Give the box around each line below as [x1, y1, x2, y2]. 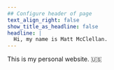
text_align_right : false [7, 17, 80, 24]
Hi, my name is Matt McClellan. [13, 36, 108, 43]
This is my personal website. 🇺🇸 [7, 55, 102, 63]
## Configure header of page [7, 10, 92, 17]
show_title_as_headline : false [7, 23, 99, 30]
